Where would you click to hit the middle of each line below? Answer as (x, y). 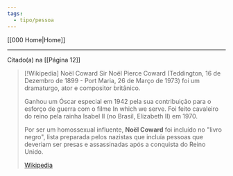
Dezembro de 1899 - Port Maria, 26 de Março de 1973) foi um (112, 80)
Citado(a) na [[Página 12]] (44, 60)
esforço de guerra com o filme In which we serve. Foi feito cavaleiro (121, 109)
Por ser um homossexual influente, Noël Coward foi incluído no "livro (123, 130)
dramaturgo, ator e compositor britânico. (82, 88)
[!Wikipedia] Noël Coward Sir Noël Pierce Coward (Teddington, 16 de (122, 73)
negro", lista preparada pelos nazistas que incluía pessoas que (113, 137)
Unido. (34, 151)
